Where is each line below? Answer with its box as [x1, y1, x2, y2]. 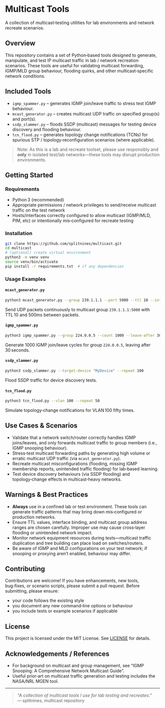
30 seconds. [5, 347, 30, 353]
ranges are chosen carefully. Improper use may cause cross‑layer [12, 524, 145, 530]
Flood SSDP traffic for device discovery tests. [5, 377, 97, 383]
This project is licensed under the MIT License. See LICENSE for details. [5, 635, 151, 641]
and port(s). [12, 116, 37, 122]
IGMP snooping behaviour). [12, 445, 68, 451]
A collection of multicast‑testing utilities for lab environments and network [5, 20, 155, 26]
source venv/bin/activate [5, 259, 58, 265]
